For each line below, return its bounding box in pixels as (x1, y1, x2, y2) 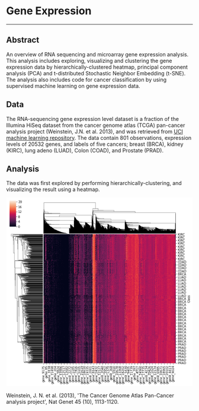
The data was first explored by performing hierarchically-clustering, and (6, 180, 182, 187)
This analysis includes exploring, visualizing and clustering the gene (6, 57, 172, 64)
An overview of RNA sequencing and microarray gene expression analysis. (6, 50, 189, 58)
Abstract (6, 35, 40, 45)
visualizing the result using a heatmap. (6, 186, 100, 193)
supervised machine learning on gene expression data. (6, 82, 140, 90)
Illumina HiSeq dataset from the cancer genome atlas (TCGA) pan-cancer (6, 122, 185, 129)
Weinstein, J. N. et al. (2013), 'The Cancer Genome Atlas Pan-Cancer (6, 391, 175, 399)
